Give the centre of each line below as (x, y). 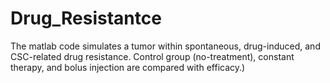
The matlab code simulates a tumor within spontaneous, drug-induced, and (165, 46)
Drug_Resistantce (86, 18)
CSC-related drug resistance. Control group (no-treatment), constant (152, 56)
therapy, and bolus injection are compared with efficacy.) (128, 67)
